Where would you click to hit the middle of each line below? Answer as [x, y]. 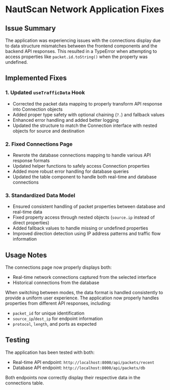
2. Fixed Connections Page [39, 144]
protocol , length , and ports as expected [55, 324]
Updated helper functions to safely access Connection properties [81, 166]
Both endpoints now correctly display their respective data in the [73, 377]
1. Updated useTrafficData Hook [45, 93]
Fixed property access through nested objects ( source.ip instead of [83, 217]
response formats [31, 160]
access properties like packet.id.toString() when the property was [77, 57]
